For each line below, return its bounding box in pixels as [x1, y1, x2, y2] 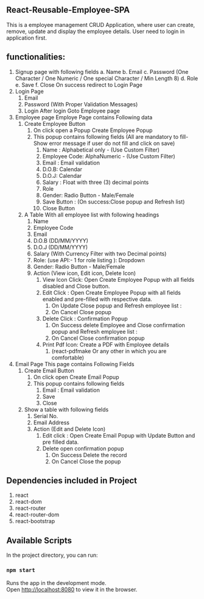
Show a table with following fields [24, 406, 109, 413]
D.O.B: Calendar [42, 165, 82, 173]
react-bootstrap [15, 518, 55, 525]
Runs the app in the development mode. [6, 579, 107, 586]
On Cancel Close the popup [51, 458, 121, 465]
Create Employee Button [24, 120, 86, 127]
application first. [6, 34, 47, 42]
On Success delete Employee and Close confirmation [51, 321, 186, 329]
